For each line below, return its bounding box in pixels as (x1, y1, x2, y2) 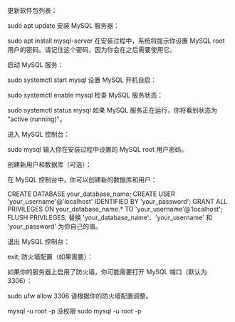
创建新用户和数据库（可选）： (7, 160, 92, 169)
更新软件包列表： (7, 6, 58, 14)
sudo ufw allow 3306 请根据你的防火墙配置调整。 (7, 291, 152, 300)
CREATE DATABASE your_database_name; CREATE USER (7, 189, 176, 198)
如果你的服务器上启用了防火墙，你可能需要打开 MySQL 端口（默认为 (7, 268, 208, 276)
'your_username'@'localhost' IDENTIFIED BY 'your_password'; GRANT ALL (7, 197, 228, 205)
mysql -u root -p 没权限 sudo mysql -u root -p (7, 307, 142, 315)
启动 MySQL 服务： (7, 61, 64, 69)
